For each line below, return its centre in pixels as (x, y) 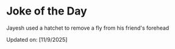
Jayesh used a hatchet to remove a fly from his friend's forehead (88, 28)
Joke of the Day (47, 11)
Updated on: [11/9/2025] (37, 39)
